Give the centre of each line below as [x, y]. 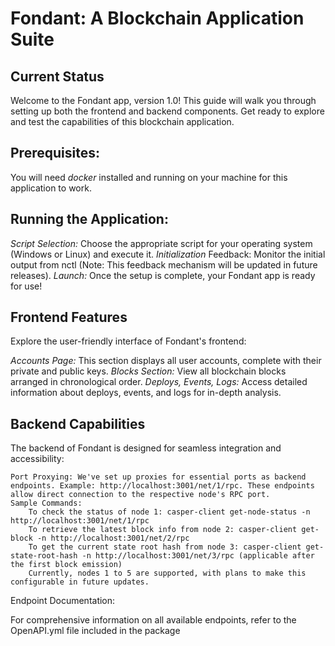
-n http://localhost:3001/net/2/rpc [113, 538]
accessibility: [37, 459]
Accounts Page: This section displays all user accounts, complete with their [166, 361]
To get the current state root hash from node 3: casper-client [165, 547]
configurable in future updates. [80, 582]
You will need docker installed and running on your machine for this [149, 177]
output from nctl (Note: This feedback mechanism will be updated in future [164, 264]
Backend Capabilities [78, 423]
